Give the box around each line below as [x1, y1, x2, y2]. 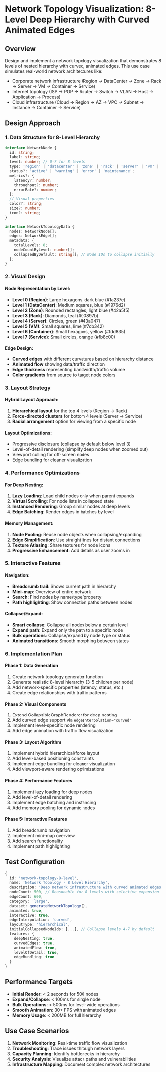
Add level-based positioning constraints [12, 755, 94, 762]
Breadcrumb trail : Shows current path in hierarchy [12, 583, 116, 589]
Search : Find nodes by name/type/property [12, 594, 102, 600]
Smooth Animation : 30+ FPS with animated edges [12, 1007, 116, 1013]
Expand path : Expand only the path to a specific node [12, 627, 123, 633]
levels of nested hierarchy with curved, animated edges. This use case [5, 63, 150, 69]
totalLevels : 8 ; [14, 243, 48, 248]
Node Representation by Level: [5, 286, 71, 292]
